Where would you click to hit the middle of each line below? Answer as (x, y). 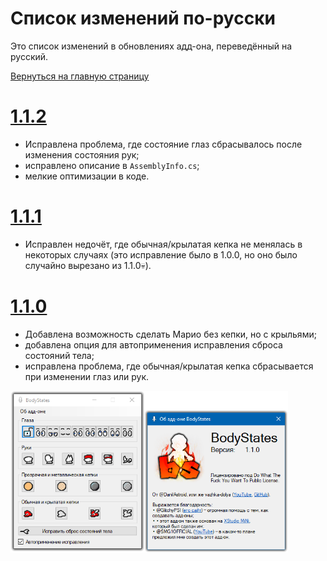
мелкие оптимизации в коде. (87, 176)
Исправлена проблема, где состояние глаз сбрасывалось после (163, 144)
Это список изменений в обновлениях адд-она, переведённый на (151, 46)
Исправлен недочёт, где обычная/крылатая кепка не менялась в (163, 244)
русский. (29, 56)
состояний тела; (59, 355)
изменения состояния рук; (82, 154)
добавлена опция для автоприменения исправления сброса (153, 344)
